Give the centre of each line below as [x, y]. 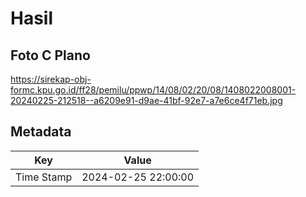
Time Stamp [44, 177]
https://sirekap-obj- [51, 79]
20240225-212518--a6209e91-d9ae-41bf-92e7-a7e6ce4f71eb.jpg [146, 100]
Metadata [41, 132]
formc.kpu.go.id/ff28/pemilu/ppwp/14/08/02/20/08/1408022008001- [153, 90]
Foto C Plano [50, 55]
